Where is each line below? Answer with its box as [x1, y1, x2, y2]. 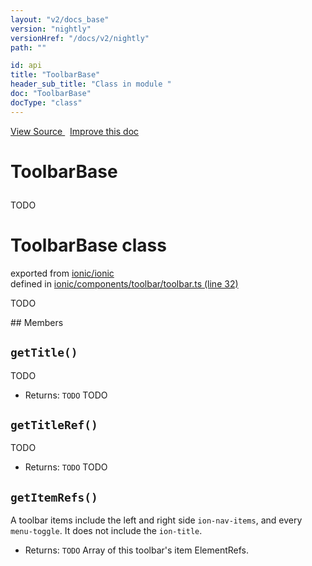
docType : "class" [10, 97, 83, 108]
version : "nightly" [10, 24, 92, 34]
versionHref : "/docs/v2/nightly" [10, 33, 150, 43]
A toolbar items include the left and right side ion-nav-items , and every [10, 514, 303, 526]
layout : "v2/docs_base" [10, 14, 110, 25]
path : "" [10, 42, 47, 53]
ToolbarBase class [10, 234, 167, 256]
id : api [10, 61, 43, 71]
